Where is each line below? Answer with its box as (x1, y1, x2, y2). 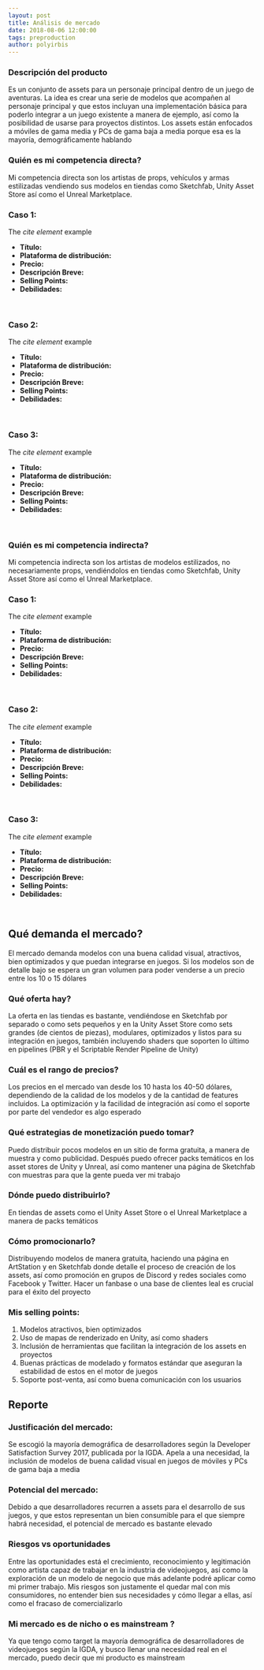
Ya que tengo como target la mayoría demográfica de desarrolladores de (8, 1636, 244, 1646)
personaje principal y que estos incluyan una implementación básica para (8, 102, 247, 111)
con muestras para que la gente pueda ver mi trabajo (8, 1170, 181, 1179)
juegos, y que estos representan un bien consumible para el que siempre (8, 1511, 246, 1520)
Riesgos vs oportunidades (8, 1539, 111, 1550)
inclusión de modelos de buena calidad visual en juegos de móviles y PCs (8, 1456, 248, 1466)
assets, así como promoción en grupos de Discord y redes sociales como (8, 1271, 247, 1280)
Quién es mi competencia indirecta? (8, 540, 149, 551)
